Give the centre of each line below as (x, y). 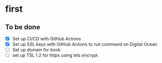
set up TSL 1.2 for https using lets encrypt (55, 55)
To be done (23, 27)
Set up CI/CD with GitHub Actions (47, 39)
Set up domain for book (36, 50)
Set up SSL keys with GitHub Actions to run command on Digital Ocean (85, 44)
